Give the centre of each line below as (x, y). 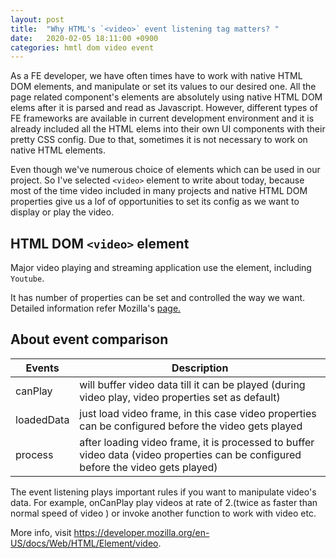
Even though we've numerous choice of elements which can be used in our (165, 170)
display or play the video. (62, 212)
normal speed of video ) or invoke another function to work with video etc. (163, 513)
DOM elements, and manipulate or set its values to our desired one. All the (163, 87)
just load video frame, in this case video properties (198, 413)
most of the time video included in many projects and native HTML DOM (159, 191)
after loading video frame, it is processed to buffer (197, 442)
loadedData (42, 419)
